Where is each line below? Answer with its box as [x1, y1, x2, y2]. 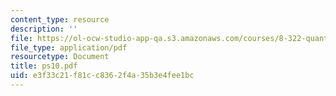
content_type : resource [10, 14, 110, 25]
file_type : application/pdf [10, 42, 128, 53]
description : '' [10, 24, 78, 34]
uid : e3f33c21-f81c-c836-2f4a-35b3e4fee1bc [10, 71, 195, 81]
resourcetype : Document [10, 52, 110, 62]
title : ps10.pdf [10, 61, 78, 71]
